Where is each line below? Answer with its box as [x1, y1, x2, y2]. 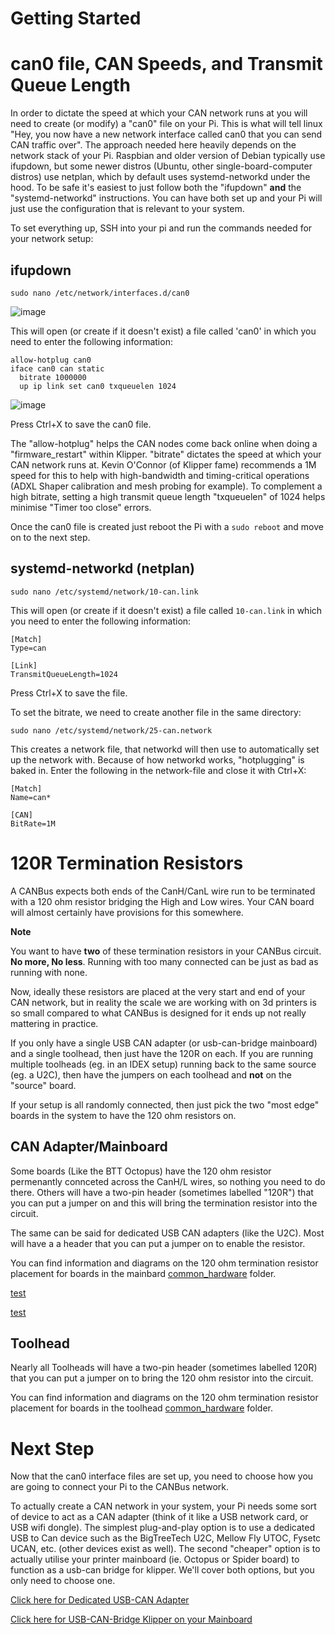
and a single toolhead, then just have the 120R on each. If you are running [10, 1047, 314, 1059]
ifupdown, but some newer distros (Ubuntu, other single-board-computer [10, 160, 313, 172]
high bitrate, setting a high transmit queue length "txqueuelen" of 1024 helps [10, 490, 326, 502]
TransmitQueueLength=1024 [10, 669, 118, 679]
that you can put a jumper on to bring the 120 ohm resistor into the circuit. [10, 1372, 314, 1384]
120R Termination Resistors [10, 852, 244, 874]
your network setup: [10, 233, 94, 245]
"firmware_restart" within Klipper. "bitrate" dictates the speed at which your [10, 448, 322, 460]
